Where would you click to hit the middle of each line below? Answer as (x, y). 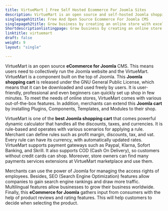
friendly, (14, 92)
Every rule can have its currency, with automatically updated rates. (74, 140)
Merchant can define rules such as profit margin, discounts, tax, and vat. (80, 134)
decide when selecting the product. (42, 203)
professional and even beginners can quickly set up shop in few (89, 92)
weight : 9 (15, 43)
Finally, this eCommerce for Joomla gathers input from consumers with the (83, 192)
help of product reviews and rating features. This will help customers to (79, 197)
